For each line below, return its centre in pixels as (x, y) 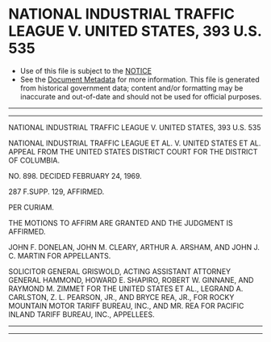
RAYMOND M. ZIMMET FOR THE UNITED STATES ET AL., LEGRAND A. (126, 289)
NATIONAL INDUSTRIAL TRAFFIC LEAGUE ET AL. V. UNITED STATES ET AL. (135, 143)
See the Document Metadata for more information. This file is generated (140, 79)
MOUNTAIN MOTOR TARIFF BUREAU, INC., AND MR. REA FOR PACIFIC (126, 306)
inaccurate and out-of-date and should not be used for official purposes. (141, 96)
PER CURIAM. (31, 207)
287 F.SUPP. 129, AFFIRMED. (56, 192)
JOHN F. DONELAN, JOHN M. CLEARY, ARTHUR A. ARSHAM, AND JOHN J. (134, 247)
